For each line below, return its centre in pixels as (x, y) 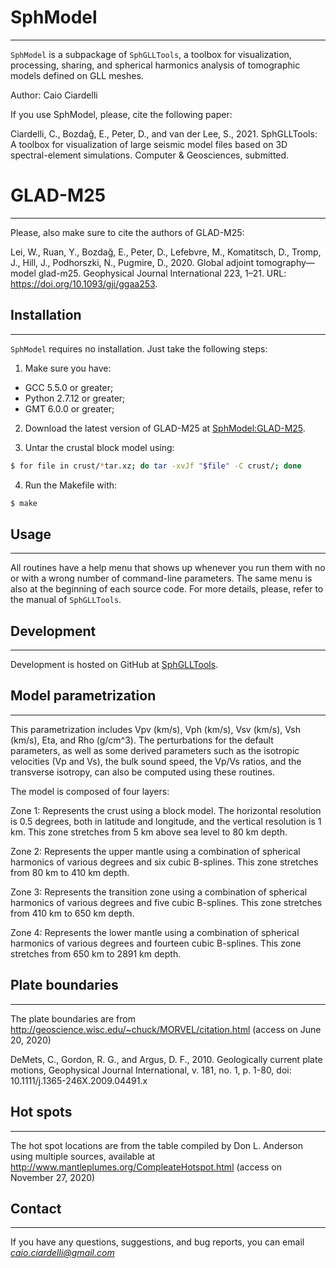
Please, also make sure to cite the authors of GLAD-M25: (127, 232)
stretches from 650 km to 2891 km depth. (96, 953)
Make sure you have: (68, 368)
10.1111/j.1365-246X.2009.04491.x (79, 1080)
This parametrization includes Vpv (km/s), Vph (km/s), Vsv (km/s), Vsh (155, 729)
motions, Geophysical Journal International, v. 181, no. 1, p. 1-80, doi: (151, 1070)
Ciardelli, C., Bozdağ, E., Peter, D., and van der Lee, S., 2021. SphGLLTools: (164, 133)
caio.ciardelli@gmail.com (62, 1253)
